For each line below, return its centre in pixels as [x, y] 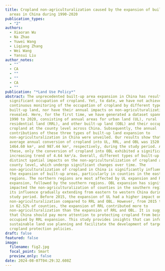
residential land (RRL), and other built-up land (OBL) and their [79, 124]
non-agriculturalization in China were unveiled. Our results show [80, 137]
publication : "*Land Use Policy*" [41, 92]
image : [12, 243]
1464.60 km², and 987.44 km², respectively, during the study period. [83, 147]
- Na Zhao [19, 37]
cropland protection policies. [41, 229]
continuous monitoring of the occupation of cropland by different [80, 106]
